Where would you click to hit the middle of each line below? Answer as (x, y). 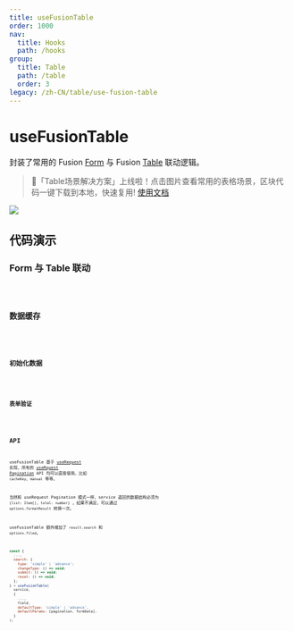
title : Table (42, 68)
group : (21, 59)
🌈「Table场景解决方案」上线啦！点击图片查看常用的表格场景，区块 (153, 181)
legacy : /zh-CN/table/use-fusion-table (84, 92)
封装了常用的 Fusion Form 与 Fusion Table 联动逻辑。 (107, 163)
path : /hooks (42, 51)
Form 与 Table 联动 (50, 267)
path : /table (42, 76)
